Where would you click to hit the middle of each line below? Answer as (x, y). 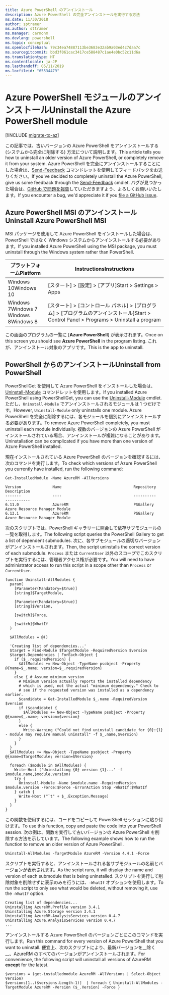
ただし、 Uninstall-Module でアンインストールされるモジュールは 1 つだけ (81, 404)
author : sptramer (23, 24)
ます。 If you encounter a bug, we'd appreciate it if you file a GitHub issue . (81, 195)
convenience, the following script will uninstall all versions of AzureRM (78, 959)
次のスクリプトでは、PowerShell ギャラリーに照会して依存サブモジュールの (83, 528)
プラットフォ (25, 265)
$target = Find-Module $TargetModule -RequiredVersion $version (78, 650)
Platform (30, 273)
